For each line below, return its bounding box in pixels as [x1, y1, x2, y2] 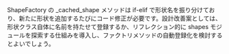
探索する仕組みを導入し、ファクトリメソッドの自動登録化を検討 [30, 31, 211, 39]
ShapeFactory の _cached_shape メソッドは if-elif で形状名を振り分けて [7, 6, 209, 13]
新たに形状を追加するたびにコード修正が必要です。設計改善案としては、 [18, 14, 222, 22]
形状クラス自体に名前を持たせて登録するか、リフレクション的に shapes [7, 23, 209, 30]
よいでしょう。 [12, 40, 55, 47]
